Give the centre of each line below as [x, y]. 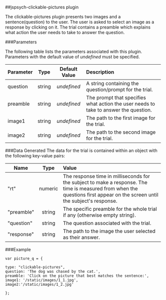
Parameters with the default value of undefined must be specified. [72, 57]
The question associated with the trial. [107, 223]
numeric [48, 188]
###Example [18, 249]
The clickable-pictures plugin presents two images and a [63, 17]
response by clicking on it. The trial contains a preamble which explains [78, 27]
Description [100, 72]
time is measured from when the [101, 188]
